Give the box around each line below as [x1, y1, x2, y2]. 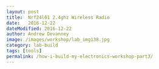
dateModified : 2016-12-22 [6, 25, 72, 32]
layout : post [6, 8, 39, 15]
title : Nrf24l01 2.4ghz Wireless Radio [6, 14, 110, 20]
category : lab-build [6, 43, 59, 49]
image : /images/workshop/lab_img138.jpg [6, 37, 110, 43]
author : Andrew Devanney [6, 31, 69, 37]
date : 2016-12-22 [6, 20, 56, 26]
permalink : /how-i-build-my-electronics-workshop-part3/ [6, 53, 154, 59]
